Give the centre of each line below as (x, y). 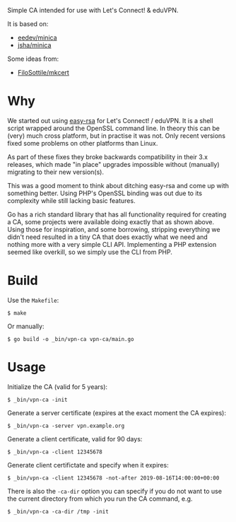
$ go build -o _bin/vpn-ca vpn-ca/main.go (71, 339)
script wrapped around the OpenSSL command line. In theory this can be (114, 128)
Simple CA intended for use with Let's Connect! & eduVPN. (93, 10)
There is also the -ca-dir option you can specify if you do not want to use (115, 491)
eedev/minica (37, 37)
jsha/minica (34, 45)
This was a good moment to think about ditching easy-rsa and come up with (118, 185)
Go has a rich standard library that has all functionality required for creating (117, 214)
